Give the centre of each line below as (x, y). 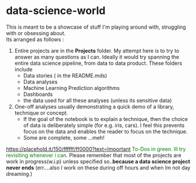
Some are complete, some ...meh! (64, 137)
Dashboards (38, 94)
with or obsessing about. (36, 33)
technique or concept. (41, 113)
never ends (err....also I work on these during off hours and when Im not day (98, 167)
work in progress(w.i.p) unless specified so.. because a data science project (98, 161)
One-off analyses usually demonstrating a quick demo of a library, (94, 106)
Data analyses (40, 82)
